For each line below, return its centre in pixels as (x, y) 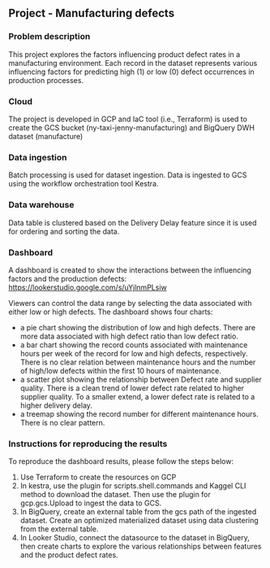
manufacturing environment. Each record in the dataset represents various (133, 63)
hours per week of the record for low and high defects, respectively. (134, 353)
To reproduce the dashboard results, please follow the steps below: (121, 461)
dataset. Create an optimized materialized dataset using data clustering (139, 521)
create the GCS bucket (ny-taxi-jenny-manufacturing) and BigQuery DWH (132, 127)
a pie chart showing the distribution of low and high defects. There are (138, 327)
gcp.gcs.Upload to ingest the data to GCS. (91, 503)
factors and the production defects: (68, 278)
